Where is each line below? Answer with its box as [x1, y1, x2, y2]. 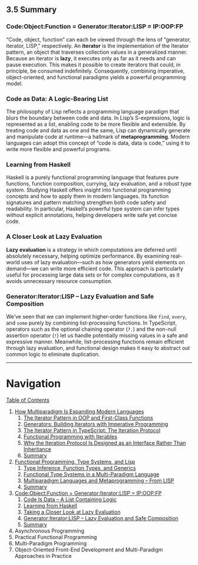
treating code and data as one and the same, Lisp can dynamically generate [6, 126, 190, 134]
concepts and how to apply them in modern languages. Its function [6, 193, 169, 200]
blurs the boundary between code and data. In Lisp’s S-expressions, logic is [6, 114, 190, 121]
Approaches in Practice [14, 552, 72, 559]
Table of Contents [6, 396, 50, 404]
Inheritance [23, 446, 51, 453]
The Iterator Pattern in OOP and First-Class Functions [23, 414, 153, 421]
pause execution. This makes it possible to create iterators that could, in [6, 61, 181, 68]
